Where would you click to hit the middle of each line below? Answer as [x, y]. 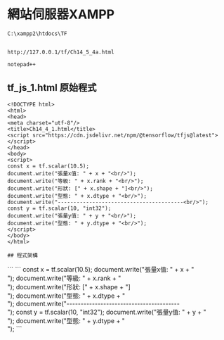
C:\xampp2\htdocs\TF [38, 33]
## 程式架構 [23, 255]
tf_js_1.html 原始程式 [52, 88]
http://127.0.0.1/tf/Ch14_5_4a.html [61, 52]
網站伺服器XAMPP [61, 14]
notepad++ [22, 64]
